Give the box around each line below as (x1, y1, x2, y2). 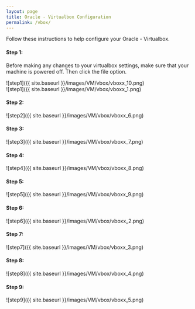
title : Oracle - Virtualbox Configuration (6, 14, 111, 20)
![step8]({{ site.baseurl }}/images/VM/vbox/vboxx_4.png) (6, 270, 144, 277)
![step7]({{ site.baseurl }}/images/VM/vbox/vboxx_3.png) (6, 244, 144, 251)
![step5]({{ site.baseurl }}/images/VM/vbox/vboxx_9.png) (6, 191, 144, 198)
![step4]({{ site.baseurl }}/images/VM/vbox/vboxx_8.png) (6, 165, 145, 172)
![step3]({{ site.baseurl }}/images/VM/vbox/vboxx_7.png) (6, 138, 143, 145)
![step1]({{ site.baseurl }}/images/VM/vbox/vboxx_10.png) (6, 79, 145, 86)
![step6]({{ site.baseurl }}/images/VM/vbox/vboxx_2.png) (6, 217, 145, 224)
